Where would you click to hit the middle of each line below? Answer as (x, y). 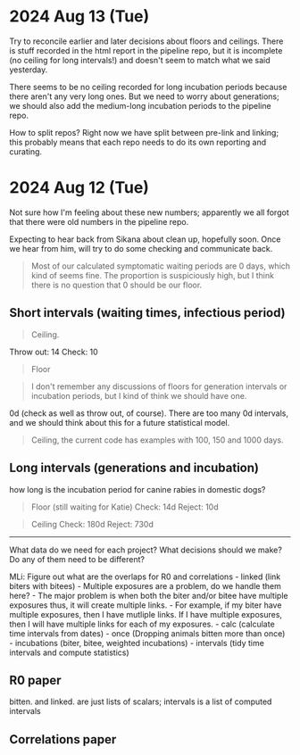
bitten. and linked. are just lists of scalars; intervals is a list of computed (141, 701)
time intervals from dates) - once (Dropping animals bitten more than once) (147, 633)
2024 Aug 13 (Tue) (79, 17)
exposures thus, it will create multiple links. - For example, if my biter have (146, 605)
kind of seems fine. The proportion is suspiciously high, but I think (153, 275)
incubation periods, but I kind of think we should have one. (139, 395)
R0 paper (35, 680)
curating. (26, 151)
